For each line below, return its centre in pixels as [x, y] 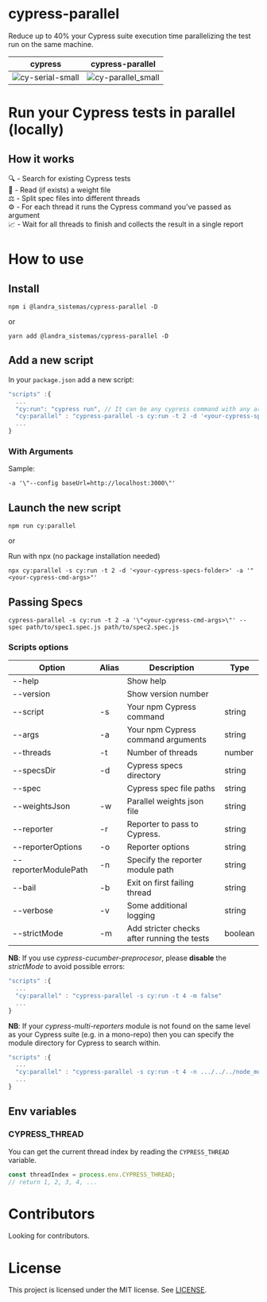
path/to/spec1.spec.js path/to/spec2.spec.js [103, 627]
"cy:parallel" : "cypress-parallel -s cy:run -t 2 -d [106, 417]
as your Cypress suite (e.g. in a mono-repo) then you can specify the [121, 1034]
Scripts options [39, 647]
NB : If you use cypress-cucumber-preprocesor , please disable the [117, 958]
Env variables [43, 1112]
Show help [147, 681]
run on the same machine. [51, 44]
